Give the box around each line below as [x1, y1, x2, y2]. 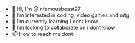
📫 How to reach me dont [11, 31, 74, 37]
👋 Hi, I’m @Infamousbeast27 [11, 6, 81, 12]
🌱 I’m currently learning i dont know [11, 18, 98, 24]
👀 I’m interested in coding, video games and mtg [11, 12, 130, 19]
